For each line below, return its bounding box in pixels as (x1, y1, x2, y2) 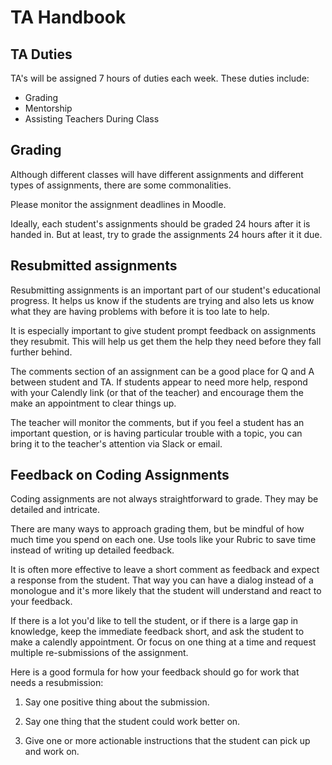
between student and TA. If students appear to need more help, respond (10, 376, 308, 388)
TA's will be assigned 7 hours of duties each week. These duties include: (10, 72, 310, 84)
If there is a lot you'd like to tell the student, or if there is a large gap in (10, 615, 299, 627)
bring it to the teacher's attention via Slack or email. (10, 437, 223, 450)
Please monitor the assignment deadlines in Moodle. (10, 198, 227, 210)
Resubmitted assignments (10, 257, 178, 275)
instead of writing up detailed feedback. (10, 544, 175, 556)
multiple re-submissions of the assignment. (10, 647, 189, 659)
